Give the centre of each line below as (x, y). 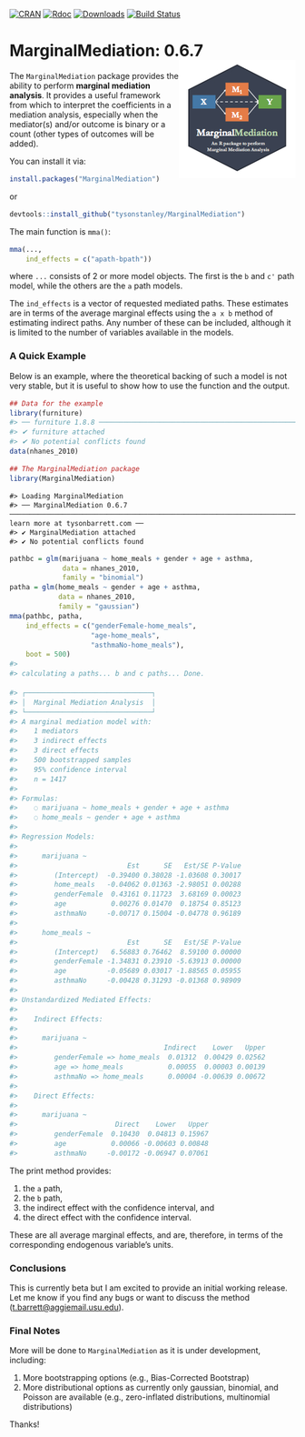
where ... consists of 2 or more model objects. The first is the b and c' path (152, 276)
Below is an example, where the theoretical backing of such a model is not (148, 376)
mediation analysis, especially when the (84, 115)
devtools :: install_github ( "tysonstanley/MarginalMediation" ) (128, 214)
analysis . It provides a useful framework (85, 95)
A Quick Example (48, 357)
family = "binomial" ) (103, 578)
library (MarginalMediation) (63, 478)
